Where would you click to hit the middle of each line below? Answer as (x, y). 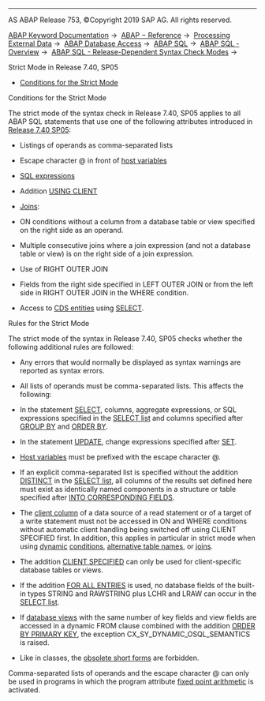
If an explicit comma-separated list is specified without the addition (129, 472)
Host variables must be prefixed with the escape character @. (120, 457)
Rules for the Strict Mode (49, 323)
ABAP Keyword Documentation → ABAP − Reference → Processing (119, 35)
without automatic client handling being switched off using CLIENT (128, 529)
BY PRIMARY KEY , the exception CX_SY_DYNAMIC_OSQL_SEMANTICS (135, 634)
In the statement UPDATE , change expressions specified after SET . (128, 442)
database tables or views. (62, 570)
